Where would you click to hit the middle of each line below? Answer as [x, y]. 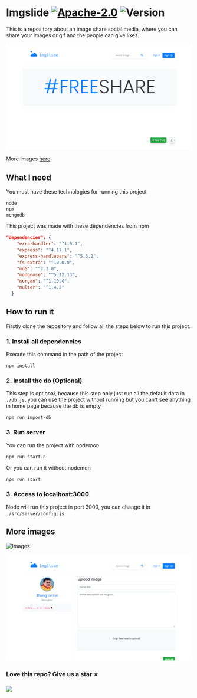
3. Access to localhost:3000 [48, 494]
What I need [29, 177]
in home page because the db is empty [54, 406]
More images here [28, 159]
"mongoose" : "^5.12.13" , [47, 275]
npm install [21, 366]
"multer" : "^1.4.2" [41, 287]
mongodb [16, 215]
